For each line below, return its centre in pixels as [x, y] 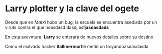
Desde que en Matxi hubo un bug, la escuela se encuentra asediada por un [81, 22]
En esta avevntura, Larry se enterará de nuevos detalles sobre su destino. [80, 37]
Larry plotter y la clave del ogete [72, 9]
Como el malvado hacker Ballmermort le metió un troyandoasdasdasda [77, 46]
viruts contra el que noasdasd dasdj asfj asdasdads [57, 27]
